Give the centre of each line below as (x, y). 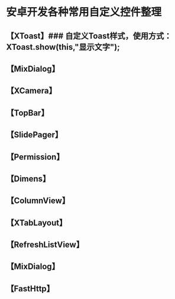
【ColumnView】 (38, 201)
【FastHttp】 (30, 289)
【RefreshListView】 (45, 245)
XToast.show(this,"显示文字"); (63, 47)
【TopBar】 (27, 113)
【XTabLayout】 (37, 223)
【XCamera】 (32, 91)
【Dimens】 (28, 179)
